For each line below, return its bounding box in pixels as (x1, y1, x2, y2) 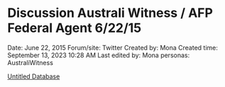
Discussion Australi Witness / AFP (7, 5, 213, 21)
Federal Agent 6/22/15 (7, 20, 142, 36)
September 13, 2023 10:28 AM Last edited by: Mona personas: (7, 51, 190, 59)
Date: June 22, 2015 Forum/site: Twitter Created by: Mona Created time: (7, 43, 219, 52)
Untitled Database (7, 72, 60, 81)
